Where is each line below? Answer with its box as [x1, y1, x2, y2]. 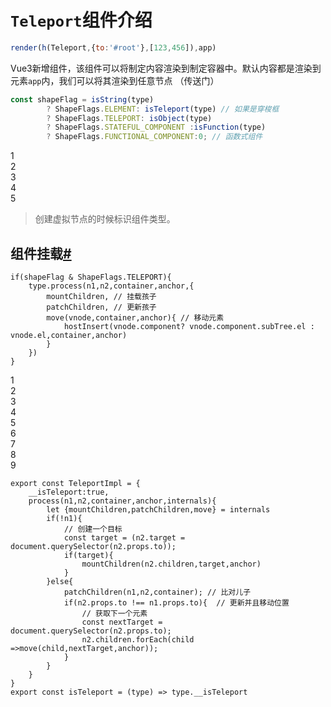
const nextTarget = [81, 617, 163, 627]
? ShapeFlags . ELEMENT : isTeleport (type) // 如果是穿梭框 [46, 104, 280, 114]
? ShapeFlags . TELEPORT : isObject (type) [46, 113, 213, 123]
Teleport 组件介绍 [10, 9, 153, 32]
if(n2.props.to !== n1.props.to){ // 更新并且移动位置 [63, 598, 290, 608]
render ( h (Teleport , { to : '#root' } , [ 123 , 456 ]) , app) [10, 42, 217, 53]
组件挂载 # [10, 245, 72, 262]
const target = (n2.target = [63, 533, 186, 543]
